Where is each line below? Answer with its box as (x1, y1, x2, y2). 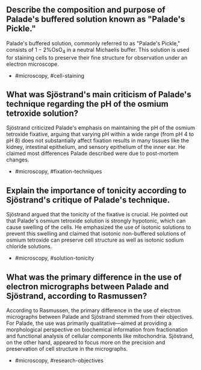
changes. (6, 156, 29, 163)
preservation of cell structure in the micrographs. (6, 345, 128, 353)
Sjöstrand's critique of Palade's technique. (6, 195, 170, 205)
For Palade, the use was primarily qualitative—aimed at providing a (6, 319, 172, 327)
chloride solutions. (6, 243, 52, 250)
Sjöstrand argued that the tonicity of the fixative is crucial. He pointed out (6, 211, 188, 218)
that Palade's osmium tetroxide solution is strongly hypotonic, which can (6, 217, 186, 225)
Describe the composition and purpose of (6, 5, 165, 15)
